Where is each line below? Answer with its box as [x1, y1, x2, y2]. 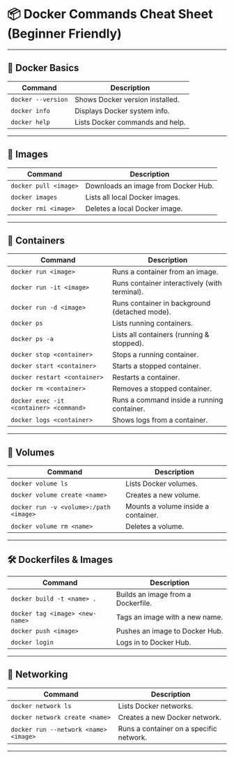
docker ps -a [10, 335, 54, 343]
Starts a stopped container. [112, 361, 201, 371]
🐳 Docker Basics [7, 62, 79, 74]
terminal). [112, 287, 144, 297]
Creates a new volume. [125, 490, 201, 500]
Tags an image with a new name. [116, 613, 224, 622]
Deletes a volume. [125, 522, 185, 532]
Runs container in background [112, 299, 211, 308]
